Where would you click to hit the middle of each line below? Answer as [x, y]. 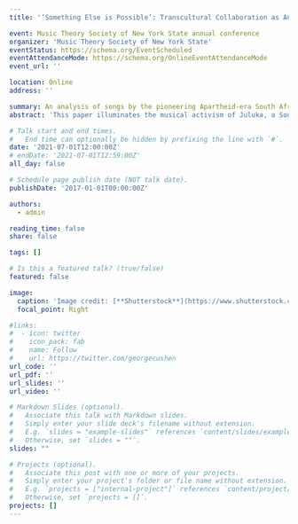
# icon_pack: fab [47, 342]
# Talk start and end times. [63, 131]
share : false [33, 237]
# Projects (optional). [53, 465]
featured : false [39, 277]
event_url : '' [35, 66]
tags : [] [25, 253]
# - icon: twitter [45, 333]
